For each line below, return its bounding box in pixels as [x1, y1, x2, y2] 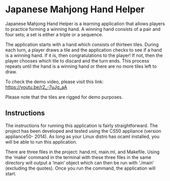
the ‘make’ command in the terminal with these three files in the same [5, 154, 152, 160]
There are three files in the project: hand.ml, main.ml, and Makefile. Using [5, 149, 160, 155]
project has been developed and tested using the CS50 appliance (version [5, 128, 162, 134]
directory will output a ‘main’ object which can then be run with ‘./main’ [5, 159, 154, 166]
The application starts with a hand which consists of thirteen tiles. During [5, 41, 159, 47]
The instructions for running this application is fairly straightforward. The [5, 122, 158, 129]
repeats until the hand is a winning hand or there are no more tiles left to [5, 63, 157, 69]
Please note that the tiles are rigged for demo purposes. [5, 94, 123, 100]
